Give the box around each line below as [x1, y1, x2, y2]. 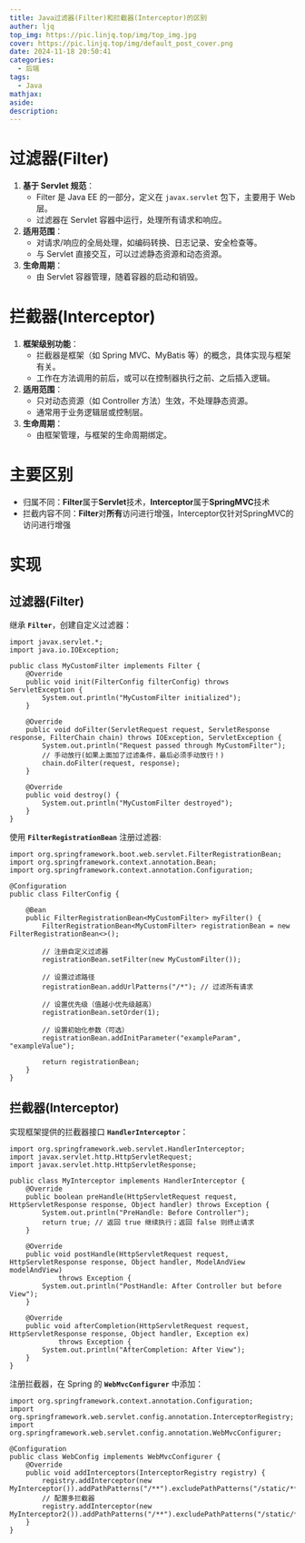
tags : [9, 73, 30, 82]
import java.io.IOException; [9, 645, 120, 655]
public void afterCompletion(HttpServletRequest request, [25, 1321, 250, 1330]
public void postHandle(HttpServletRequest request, [25, 1249, 230, 1259]
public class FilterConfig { [9, 889, 120, 899]
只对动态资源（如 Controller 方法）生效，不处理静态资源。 [35, 395, 253, 406]
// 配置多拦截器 [42, 1494, 95, 1503]
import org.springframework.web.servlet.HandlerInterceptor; [9, 1144, 246, 1153]
